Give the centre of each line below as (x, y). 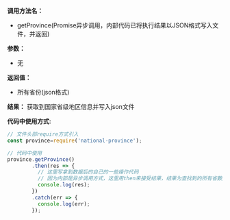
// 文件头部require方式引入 (43, 134)
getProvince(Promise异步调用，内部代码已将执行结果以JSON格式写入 (115, 25)
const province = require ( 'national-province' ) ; (75, 140)
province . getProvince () (41, 159)
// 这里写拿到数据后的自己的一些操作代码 (88, 172)
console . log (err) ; (64, 204)
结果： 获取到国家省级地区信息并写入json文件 (71, 107)
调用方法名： (25, 11)
